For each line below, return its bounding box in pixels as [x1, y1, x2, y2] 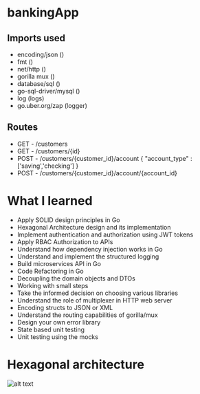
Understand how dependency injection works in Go [16, 245, 163, 253]
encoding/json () [16, 50, 65, 58]
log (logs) [16, 94, 45, 102]
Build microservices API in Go [16, 259, 102, 267]
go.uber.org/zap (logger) [16, 102, 88, 109]
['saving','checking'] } [16, 162, 79, 170]
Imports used [7, 32, 65, 44]
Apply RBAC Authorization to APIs [16, 237, 113, 245]
